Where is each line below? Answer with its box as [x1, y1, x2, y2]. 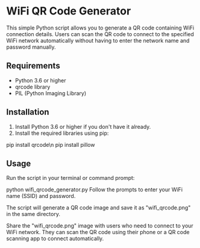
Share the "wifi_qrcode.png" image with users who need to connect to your [6, 222, 194, 229]
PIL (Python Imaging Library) [14, 89, 87, 97]
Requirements [6, 61, 60, 71]
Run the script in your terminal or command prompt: [6, 175, 135, 182]
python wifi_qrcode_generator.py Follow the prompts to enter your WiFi [6, 186, 183, 193]
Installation [6, 107, 49, 117]
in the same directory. [6, 211, 60, 218]
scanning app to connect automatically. [6, 235, 104, 242]
